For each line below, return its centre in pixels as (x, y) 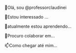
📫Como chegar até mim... (31, 45)
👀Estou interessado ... (27, 17)
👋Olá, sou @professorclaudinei (36, 8)
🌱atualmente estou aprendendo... (38, 26)
